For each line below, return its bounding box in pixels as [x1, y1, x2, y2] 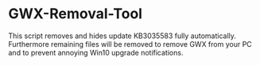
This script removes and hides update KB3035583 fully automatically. [8, 31, 237, 40]
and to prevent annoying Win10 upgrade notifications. [8, 48, 184, 57]
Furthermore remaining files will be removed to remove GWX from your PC [8, 39, 252, 48]
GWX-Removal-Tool [8, 5, 143, 23]
